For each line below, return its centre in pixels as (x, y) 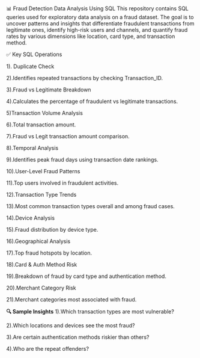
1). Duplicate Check (30, 66)
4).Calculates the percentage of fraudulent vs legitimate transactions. (92, 101)
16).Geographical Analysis (38, 241)
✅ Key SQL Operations (34, 54)
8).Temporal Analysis (32, 148)
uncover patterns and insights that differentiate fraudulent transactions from (100, 23)
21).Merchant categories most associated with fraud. (71, 299)
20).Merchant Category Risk (41, 288)
